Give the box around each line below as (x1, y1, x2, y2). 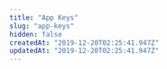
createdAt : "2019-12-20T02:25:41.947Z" (9, 38, 160, 47)
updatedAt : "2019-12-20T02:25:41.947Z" (9, 47, 160, 56)
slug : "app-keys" (9, 22, 75, 30)
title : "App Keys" (9, 13, 79, 22)
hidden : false (9, 30, 63, 39)
